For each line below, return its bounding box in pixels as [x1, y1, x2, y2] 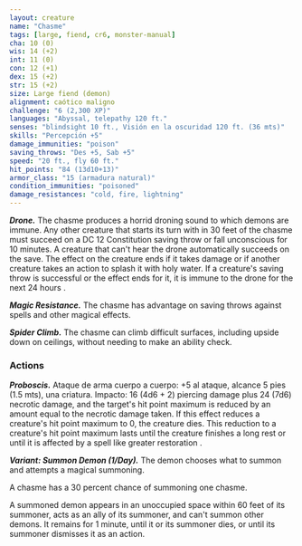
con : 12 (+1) [9, 64, 59, 73]
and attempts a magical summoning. [9, 465, 145, 475]
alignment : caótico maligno [9, 97, 116, 107]
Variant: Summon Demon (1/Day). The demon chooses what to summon [9, 455, 282, 466]
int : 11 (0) [9, 55, 54, 64]
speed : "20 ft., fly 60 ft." [9, 156, 119, 166]
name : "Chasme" [9, 22, 67, 31]
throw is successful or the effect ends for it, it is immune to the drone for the [9, 273, 294, 283]
